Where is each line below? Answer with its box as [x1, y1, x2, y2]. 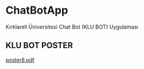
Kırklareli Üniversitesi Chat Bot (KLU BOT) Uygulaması [5, 23, 139, 30]
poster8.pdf [5, 56, 35, 63]
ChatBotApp [5, 4, 68, 17]
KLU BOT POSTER [5, 40, 73, 51]
